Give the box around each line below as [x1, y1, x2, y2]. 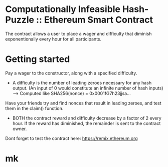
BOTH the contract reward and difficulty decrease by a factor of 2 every [12, 115, 161, 121]
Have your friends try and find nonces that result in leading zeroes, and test [5, 100, 161, 106]
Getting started [5, 53, 70, 65]
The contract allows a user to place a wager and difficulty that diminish [5, 30, 152, 36]
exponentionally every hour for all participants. [5, 36, 102, 42]
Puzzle [5, 14, 34, 25]
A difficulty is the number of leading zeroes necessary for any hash [12, 79, 152, 85]
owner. [12, 125, 27, 131]
